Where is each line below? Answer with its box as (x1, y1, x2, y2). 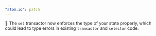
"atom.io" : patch (5, 7, 40, 12)
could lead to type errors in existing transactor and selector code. (5, 25, 139, 31)
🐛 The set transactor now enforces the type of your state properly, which (5, 20, 152, 26)
